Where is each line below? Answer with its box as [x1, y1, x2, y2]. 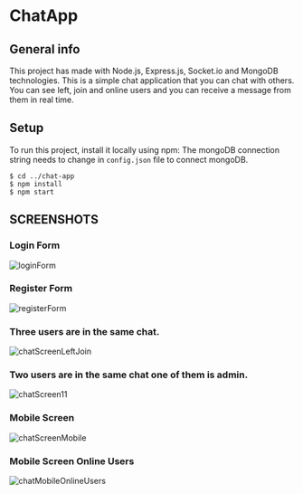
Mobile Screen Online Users [9, 454, 135, 467]
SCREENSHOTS [9, 212, 99, 227]
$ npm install [9, 179, 63, 188]
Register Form [9, 282, 73, 295]
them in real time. [9, 94, 74, 105]
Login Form [9, 239, 61, 252]
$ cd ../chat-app [9, 171, 75, 181]
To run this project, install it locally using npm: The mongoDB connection [9, 144, 280, 155]
